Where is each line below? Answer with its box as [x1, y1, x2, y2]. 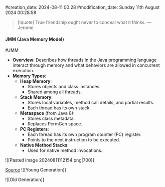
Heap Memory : [20, 78, 52, 84]
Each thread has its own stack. [27, 105, 91, 111]
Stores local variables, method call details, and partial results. [27, 100, 154, 106]
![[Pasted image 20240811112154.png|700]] [5, 157, 94, 163]
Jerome [17, 25, 34, 31]
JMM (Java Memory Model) [5, 36, 64, 42]
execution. [12, 68, 35, 74]
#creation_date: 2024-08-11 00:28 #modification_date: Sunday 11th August [5, 5, 160, 10]
